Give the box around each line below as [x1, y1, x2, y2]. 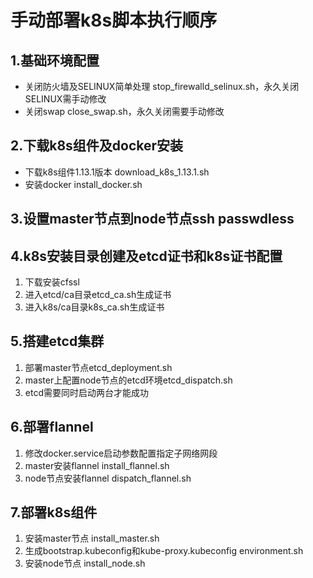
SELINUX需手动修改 [24, 93, 107, 105]
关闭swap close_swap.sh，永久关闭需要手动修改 [24, 106, 225, 117]
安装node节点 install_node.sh [24, 557, 146, 570]
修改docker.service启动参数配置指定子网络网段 [24, 447, 218, 459]
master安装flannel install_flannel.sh [24, 459, 170, 471]
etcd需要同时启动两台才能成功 [24, 386, 149, 398]
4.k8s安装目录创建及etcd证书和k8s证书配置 [10, 247, 283, 265]
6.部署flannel [10, 419, 94, 436]
